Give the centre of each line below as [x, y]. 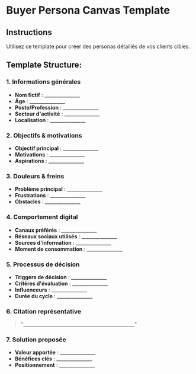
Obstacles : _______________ [48, 202]
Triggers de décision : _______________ [61, 277]
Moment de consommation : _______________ [68, 249]
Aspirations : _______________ [49, 161]
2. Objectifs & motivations [44, 135]
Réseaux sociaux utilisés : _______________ [66, 236]
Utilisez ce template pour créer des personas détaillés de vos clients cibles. [98, 46]
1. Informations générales [44, 82]
